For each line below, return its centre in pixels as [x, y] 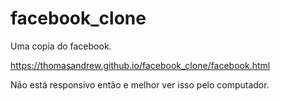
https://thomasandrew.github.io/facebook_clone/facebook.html [140, 65]
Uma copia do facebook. [61, 46]
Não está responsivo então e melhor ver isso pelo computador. [140, 84]
